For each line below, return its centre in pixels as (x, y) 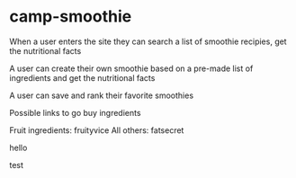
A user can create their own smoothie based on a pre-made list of (131, 68)
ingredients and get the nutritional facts (82, 77)
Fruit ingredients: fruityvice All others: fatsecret (97, 130)
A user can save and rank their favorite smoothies (102, 95)
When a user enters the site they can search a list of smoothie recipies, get (148, 41)
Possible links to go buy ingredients (75, 112)
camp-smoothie (71, 17)
